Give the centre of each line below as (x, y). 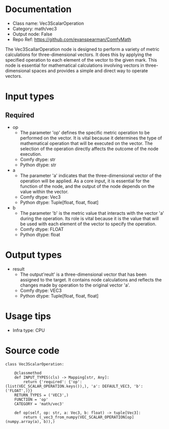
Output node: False (32, 34)
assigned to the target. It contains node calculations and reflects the (91, 279)
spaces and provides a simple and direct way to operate (90, 70)
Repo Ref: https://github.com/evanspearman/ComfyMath (72, 39)
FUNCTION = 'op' (32, 399)
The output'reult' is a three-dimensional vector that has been (83, 274)
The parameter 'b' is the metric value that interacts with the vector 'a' (92, 213)
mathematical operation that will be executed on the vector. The (86, 143)
